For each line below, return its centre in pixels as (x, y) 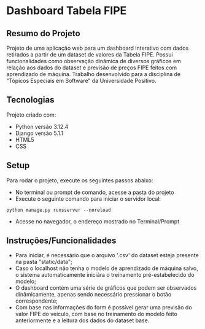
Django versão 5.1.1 (39, 133)
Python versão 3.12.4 (42, 126)
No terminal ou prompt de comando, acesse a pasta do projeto (95, 192)
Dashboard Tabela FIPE (67, 11)
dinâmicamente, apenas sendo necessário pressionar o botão (93, 295)
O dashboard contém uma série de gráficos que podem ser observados (106, 288)
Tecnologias (30, 100)
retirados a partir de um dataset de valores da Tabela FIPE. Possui (90, 55)
